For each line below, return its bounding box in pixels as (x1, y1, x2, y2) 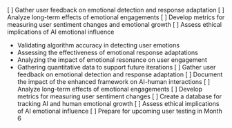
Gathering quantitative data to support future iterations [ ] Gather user (17, 63, 216, 71)
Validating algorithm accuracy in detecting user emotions (17, 41, 180, 49)
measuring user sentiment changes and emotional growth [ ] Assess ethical (7, 21, 222, 28)
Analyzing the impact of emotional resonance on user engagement (17, 56, 207, 64)
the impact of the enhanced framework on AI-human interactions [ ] (17, 78, 211, 85)
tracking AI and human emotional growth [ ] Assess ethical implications (17, 100, 220, 107)
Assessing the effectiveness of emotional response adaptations (17, 48, 198, 56)
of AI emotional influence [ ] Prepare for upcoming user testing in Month (17, 107, 222, 115)
